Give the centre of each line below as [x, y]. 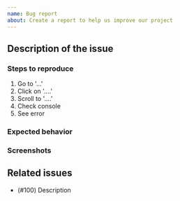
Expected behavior [40, 132]
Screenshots [29, 151]
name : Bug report [32, 14]
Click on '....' [35, 91]
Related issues [40, 173]
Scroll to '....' [35, 99]
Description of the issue [60, 49]
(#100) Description [44, 190]
